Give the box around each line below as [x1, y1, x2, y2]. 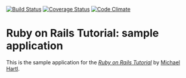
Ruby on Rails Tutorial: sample [6, 27, 159, 40]
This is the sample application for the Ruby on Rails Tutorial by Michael [6, 58, 181, 65]
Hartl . [6, 65, 20, 72]
